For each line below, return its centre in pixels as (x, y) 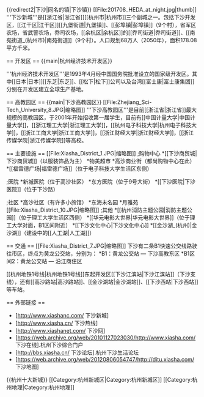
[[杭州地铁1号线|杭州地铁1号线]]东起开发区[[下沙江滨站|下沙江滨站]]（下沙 (98, 274)
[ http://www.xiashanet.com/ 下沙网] (60, 331)
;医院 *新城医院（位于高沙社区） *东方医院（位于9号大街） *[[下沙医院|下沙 (101, 182)
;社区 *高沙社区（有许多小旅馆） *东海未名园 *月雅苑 (72, 202)
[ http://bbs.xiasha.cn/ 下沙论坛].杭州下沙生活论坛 (77, 352)
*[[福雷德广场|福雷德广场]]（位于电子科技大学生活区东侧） (79, 169)
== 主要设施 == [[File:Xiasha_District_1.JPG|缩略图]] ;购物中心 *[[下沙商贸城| (102, 153)
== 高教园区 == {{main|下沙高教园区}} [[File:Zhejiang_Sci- (79, 102)
